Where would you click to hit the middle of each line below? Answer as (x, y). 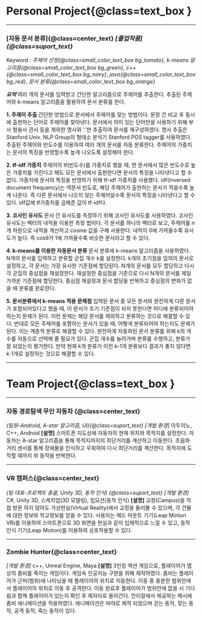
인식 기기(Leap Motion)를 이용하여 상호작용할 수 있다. (69, 530)
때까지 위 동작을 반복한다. (47, 456)
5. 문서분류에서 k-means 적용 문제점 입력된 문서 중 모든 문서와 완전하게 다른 (95, 301)
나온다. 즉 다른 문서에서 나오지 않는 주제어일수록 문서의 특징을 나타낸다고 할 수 (104, 195)
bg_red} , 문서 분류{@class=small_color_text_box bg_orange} (81, 82)
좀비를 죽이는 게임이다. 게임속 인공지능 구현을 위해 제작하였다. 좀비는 (97, 573)
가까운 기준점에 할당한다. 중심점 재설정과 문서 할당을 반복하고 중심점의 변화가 (96, 281)
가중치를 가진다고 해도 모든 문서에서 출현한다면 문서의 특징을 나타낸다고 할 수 (102, 173)
